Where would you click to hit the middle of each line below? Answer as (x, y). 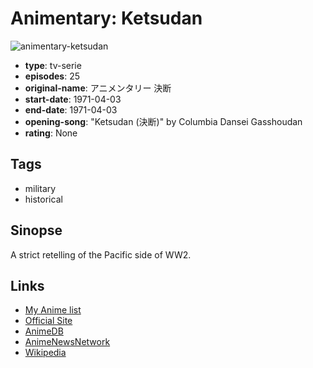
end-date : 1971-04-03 (71, 109)
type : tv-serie (53, 65)
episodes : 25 (52, 76)
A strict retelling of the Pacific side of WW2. (101, 254)
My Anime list (53, 310)
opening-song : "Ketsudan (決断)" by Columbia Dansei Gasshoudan (163, 121)
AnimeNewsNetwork (67, 342)
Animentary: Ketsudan (106, 18)
